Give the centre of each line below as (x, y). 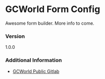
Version (15, 36)
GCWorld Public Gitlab (36, 71)
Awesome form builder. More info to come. (50, 23)
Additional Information (34, 60)
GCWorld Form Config (53, 9)
